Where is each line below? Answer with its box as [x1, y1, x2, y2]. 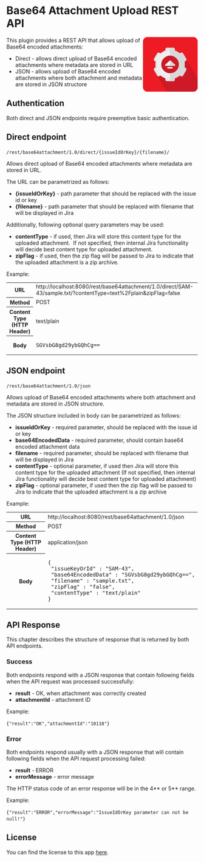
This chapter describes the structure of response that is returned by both [6, 636, 189, 643]
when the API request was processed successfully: [6, 677, 135, 685]
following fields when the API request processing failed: [6, 755, 146, 762]
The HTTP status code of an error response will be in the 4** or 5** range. [6, 785, 196, 792]
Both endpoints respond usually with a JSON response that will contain [6, 748, 184, 756]
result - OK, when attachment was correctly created [15, 690, 147, 697]
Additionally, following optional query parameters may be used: [6, 221, 165, 228]
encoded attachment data [15, 443, 80, 450]
